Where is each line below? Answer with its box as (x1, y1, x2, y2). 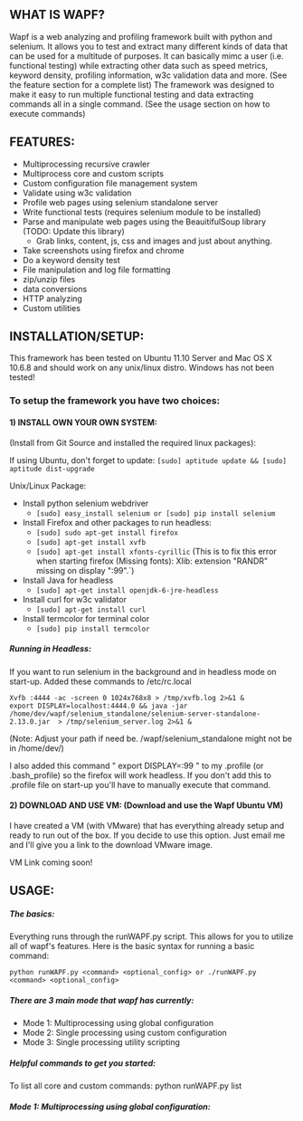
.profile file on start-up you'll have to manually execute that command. (9, 779, 271, 790)
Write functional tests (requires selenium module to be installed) (22, 206, 261, 217)
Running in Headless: (9, 643, 92, 654)
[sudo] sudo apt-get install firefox (35, 528, 179, 537)
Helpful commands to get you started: (9, 1058, 156, 1069)
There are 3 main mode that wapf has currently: (9, 994, 194, 1005)
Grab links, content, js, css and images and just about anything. (35, 235, 273, 246)
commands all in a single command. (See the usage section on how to (9, 99, 270, 109)
